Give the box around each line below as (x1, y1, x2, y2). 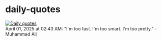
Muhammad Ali (5, 31, 37, 37)
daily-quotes (5, 4, 61, 15)
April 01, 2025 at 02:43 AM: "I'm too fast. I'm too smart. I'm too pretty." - (5, 25, 157, 31)
